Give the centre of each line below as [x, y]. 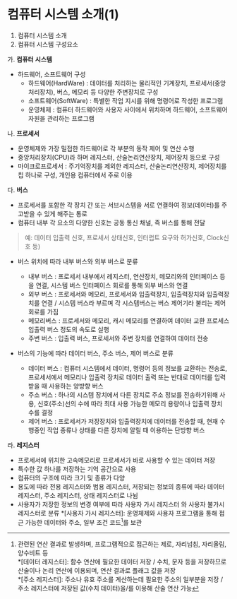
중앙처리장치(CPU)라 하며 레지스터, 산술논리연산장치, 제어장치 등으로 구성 [119, 157]
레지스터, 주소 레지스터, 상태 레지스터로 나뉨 [78, 495]
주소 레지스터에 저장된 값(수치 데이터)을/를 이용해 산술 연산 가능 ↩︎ [108, 588]
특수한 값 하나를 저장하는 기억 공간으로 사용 [77, 469]
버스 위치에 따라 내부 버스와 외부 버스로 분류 [78, 261]
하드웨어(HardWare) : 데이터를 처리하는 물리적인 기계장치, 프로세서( [121, 83]
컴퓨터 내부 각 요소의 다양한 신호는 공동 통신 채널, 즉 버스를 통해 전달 [111, 223]
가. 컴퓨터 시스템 [30, 59]
